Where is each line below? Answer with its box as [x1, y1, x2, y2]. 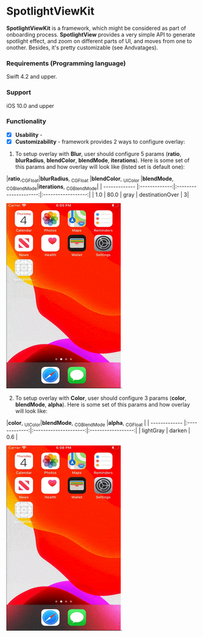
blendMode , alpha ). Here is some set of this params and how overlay [15, 400, 190, 408]
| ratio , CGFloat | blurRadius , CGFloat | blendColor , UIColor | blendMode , [6, 175, 174, 183]
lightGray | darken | [141, 427, 191, 434]
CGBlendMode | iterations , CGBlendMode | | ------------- [6, 183, 136, 191]
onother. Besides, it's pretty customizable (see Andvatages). [6, 44, 158, 51]
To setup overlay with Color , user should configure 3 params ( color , [15, 394, 187, 402]
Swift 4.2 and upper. [6, 73, 57, 80]
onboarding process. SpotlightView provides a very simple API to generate [6, 30, 196, 38]
